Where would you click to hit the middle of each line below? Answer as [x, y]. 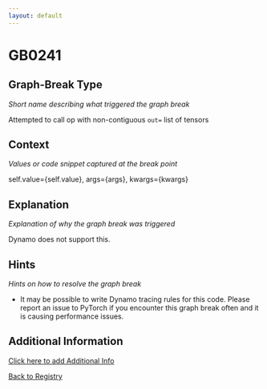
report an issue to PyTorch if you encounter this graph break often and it [139, 308]
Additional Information [66, 341]
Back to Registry [35, 376]
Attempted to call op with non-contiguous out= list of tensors [109, 119]
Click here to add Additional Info [61, 360]
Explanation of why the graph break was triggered [92, 224]
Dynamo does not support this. [59, 239]
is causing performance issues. [72, 316]
